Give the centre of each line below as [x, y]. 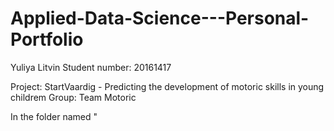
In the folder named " [54, 116]
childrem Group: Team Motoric [73, 97]
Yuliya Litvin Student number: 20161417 [91, 67]
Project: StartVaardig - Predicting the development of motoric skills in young [167, 86]
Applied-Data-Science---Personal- [160, 18]
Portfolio [47, 39]
